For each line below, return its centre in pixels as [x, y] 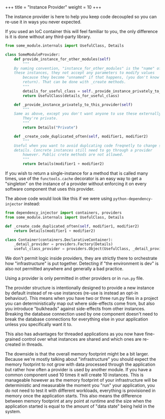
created [13, 345]
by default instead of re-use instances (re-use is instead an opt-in [72, 293]
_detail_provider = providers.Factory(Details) [63, 244]
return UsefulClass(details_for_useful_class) [71, 96]
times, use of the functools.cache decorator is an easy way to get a [73, 178]
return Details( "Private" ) [50, 128]
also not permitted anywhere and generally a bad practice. [64, 269]
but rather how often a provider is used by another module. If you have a [78, 370]
